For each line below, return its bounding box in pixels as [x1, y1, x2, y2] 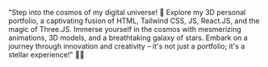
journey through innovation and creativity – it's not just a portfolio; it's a [8, 41, 245, 51]
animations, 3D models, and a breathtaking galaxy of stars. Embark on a [8, 33, 248, 42]
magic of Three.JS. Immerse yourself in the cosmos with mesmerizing [8, 25, 242, 33]
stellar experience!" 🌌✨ [8, 50, 85, 59]
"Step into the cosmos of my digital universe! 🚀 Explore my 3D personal [8, 8, 246, 17]
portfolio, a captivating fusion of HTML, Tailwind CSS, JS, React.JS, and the [8, 16, 260, 26]
